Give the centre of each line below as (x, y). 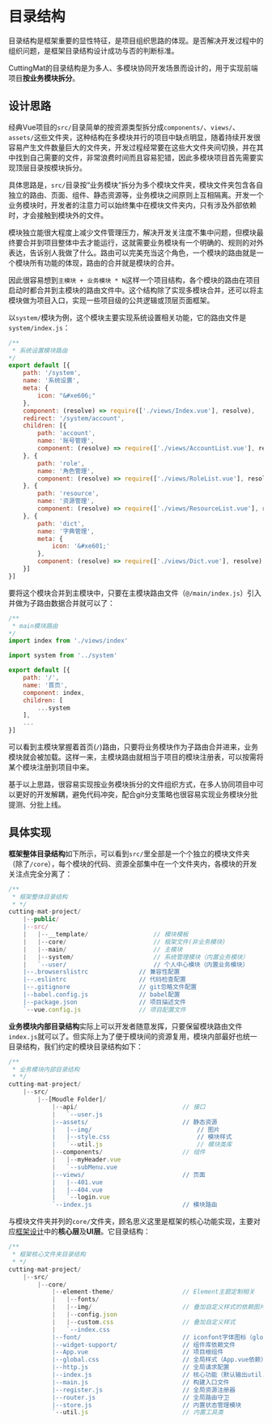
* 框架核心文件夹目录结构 (49, 1255)
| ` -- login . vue (81, 1197)
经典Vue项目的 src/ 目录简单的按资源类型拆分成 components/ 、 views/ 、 (124, 127)
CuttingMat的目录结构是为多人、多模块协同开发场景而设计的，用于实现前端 (133, 68)
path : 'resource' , (68, 494)
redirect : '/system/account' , (74, 418)
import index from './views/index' (68, 641)
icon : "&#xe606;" (66, 395)
